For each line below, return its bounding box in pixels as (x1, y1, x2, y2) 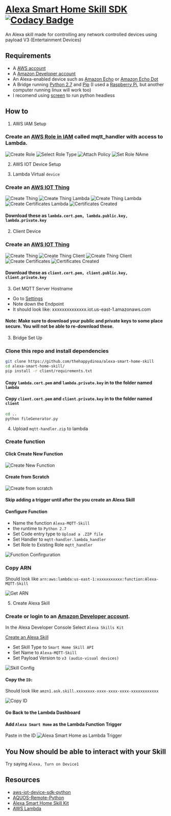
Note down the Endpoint (12, 301, 64, 307)
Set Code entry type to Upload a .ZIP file (12, 531, 104, 537)
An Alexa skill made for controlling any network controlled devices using (5, 31, 157, 37)
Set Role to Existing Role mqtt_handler (12, 541, 93, 548)
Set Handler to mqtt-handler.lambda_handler (12, 536, 106, 542)
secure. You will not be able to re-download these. (5, 323, 114, 330)
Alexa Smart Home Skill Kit (12, 800, 69, 806)
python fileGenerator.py (5, 416, 58, 422)
